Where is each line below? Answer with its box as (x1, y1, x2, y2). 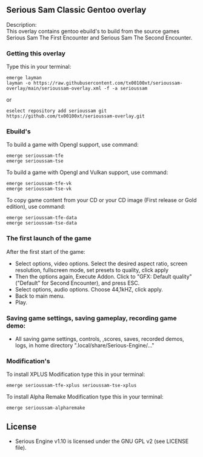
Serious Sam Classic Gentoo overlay (6, 5, 147, 15)
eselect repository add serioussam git (6, 108, 107, 114)
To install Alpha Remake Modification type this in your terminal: (6, 393, 164, 400)
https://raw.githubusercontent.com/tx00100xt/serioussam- (33, 80, 183, 86)
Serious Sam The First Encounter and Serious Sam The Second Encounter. (6, 33, 193, 41)
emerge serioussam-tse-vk (6, 186, 72, 192)
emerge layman (6, 75, 42, 81)
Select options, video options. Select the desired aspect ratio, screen (15, 260, 188, 267)
